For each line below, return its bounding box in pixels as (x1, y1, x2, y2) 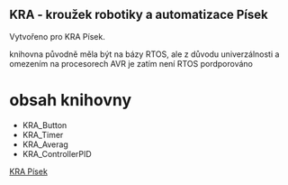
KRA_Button (22, 119, 67, 130)
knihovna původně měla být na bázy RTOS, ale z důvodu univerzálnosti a (9, 49, 280, 60)
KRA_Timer (22, 129, 64, 140)
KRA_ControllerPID (22, 148, 92, 159)
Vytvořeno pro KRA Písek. (9, 31, 105, 42)
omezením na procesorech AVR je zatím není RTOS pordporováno (9, 58, 254, 69)
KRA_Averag (22, 139, 69, 150)
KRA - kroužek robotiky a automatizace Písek (9, 7, 268, 23)
